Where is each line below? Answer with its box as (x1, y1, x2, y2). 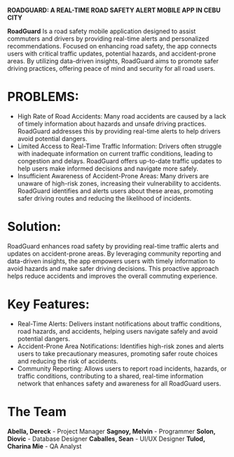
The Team (7, 404, 67, 420)
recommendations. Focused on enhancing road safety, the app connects (7, 42, 217, 50)
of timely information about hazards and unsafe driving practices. (17, 119, 207, 128)
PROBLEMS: (7, 89, 79, 105)
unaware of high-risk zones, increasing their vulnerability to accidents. (17, 179, 222, 187)
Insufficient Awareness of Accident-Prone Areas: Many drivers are (17, 171, 209, 180)
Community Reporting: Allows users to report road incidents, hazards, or (17, 364, 227, 373)
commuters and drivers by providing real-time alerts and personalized (7, 34, 209, 43)
